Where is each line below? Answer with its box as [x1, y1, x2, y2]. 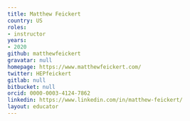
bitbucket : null [7, 83, 56, 90]
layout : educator [7, 103, 59, 110]
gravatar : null [7, 57, 53, 64]
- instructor [7, 30, 46, 38]
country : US [7, 17, 43, 24]
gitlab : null [7, 76, 46, 84]
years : [7, 37, 27, 44]
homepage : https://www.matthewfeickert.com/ [7, 63, 142, 70]
